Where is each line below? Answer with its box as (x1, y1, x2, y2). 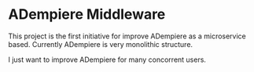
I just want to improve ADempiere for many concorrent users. (8, 55, 207, 64)
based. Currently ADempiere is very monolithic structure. (8, 39, 193, 49)
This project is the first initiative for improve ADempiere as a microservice (8, 31, 246, 41)
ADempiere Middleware (8, 5, 166, 23)
